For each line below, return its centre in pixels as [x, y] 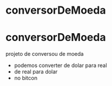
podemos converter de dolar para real [60, 65]
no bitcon [26, 78]
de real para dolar [36, 72]
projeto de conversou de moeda [45, 54]
